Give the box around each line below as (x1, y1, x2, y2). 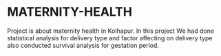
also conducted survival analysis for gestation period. (7, 41, 160, 49)
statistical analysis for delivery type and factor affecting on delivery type (7, 33, 213, 42)
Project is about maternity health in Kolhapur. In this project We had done (7, 27, 215, 35)
